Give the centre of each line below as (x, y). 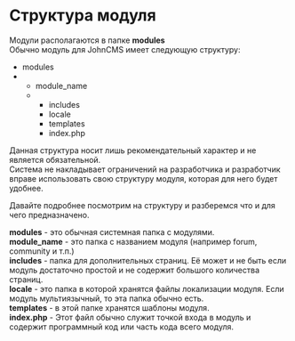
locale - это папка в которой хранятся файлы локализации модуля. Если (147, 288)
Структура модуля (83, 16)
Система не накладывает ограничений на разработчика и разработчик (145, 169)
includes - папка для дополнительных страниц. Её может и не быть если (148, 260)
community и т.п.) (42, 251)
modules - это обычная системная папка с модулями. (112, 231)
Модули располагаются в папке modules (88, 40)
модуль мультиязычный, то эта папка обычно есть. (107, 298)
